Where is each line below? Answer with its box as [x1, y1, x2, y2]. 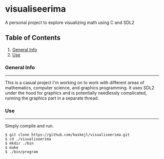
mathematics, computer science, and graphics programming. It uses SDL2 [5, 85, 155, 91]
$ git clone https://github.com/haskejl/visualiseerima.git [5, 133, 130, 138]
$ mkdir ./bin [5, 141, 34, 146]
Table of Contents [5, 34, 61, 42]
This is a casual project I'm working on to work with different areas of [5, 79, 144, 86]
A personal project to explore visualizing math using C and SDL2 [5, 20, 135, 25]
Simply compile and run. [5, 123, 54, 129]
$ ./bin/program [5, 150, 38, 155]
